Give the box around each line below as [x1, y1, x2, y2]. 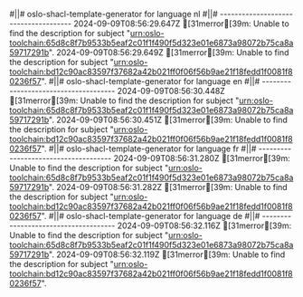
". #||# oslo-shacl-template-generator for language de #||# [41, 211, 260, 221]
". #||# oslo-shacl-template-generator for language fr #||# [41, 143, 257, 154]
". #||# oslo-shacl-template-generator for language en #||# [41, 76, 260, 86]
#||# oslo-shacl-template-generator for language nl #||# [9, 9, 219, 19]
